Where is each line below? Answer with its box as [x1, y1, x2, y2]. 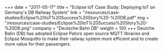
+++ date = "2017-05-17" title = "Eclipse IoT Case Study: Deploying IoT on [4, 4, 156, 10]
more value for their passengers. [4, 41, 71, 47]
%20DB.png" [4, 25, 32, 31]
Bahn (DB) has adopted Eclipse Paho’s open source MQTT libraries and [4, 31, 150, 36]
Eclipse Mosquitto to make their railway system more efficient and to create [4, 36, 159, 42]
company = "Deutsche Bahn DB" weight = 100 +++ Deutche [32, 25, 155, 31]
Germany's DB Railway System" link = [4, 9, 82, 15]
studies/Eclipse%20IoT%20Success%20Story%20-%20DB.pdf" [4, 15, 136, 20]
